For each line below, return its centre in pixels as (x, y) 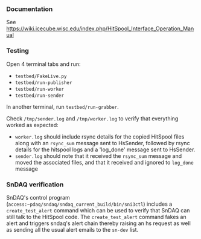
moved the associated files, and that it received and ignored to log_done (104, 162)
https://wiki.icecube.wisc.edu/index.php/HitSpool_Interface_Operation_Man (100, 28)
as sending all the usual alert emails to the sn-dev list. (72, 229)
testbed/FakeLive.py (41, 76)
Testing (18, 51)
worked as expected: (32, 125)
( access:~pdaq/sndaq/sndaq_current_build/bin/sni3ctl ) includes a (89, 204)
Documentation (30, 9)
